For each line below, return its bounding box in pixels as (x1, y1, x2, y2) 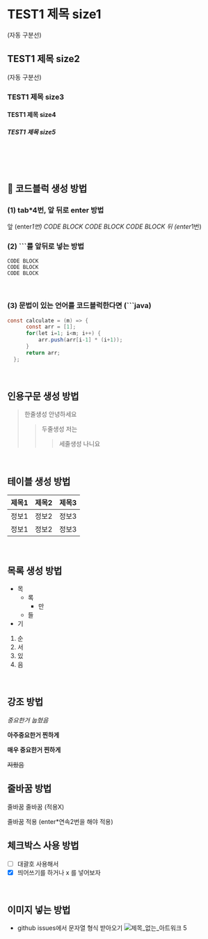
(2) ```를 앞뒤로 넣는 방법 (7, 241, 85, 251)
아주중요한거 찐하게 (7, 731, 60, 739)
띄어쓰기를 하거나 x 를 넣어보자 (17, 868, 101, 876)
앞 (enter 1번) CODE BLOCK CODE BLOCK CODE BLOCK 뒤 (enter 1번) (7, 222, 202, 231)
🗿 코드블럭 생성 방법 (7, 183, 88, 194)
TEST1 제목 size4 (7, 111, 56, 119)
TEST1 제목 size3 (7, 92, 65, 102)
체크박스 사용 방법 (7, 840, 79, 852)
